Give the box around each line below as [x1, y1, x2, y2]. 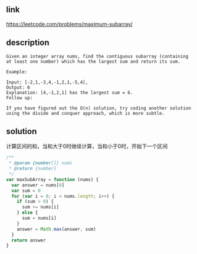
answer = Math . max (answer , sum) [17, 226, 96, 232]
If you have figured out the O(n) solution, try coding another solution [6, 105, 192, 111]
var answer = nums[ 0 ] [11, 182, 65, 188]
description [6, 38, 50, 48]
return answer [11, 237, 46, 243]
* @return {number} [8, 166, 57, 172]
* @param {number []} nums [8, 160, 73, 166]
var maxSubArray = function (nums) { [6, 176, 99, 182]
